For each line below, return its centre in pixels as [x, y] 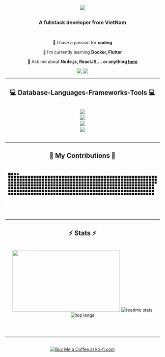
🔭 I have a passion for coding [82, 43]
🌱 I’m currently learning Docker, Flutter [82, 52]
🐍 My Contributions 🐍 [82, 156]
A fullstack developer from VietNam [82, 23]
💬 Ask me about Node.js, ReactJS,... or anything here [82, 62]
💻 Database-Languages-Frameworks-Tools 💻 [82, 92]
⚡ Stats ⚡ [82, 233]
